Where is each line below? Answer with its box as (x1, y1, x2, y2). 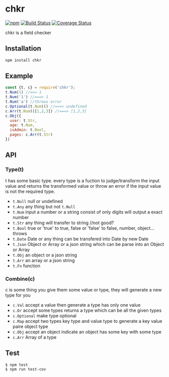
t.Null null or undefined (12, 198, 63, 204)
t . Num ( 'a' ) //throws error (5, 99, 62, 104)
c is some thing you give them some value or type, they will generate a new (5, 286, 162, 292)
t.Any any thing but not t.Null (12, 203, 76, 210)
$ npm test (5, 362, 28, 367)
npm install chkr (5, 58, 42, 63)
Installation (5, 44, 41, 53)
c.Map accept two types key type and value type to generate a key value (12, 318, 162, 324)
